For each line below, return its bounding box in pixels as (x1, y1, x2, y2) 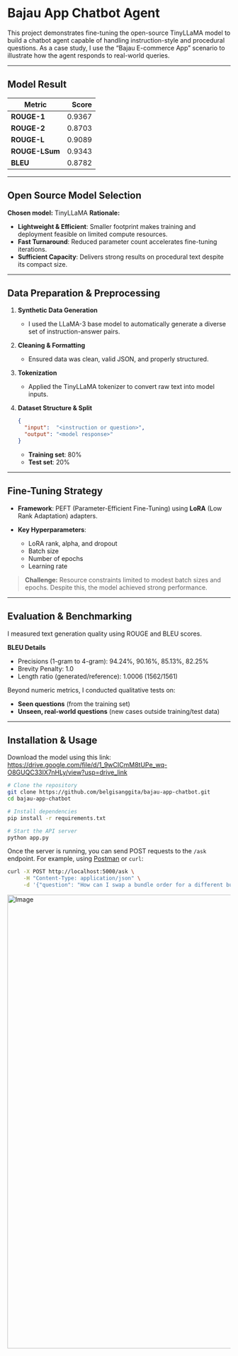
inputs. (28, 390, 48, 399)
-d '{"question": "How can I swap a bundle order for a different (23, 882, 223, 889)
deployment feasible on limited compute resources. (17, 230, 168, 238)
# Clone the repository (7, 782, 78, 789)
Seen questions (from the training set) (17, 699, 131, 708)
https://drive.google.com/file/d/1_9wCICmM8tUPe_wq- (7, 761, 168, 769)
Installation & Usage (7, 734, 98, 746)
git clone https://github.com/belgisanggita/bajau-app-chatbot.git (7, 789, 211, 796)
